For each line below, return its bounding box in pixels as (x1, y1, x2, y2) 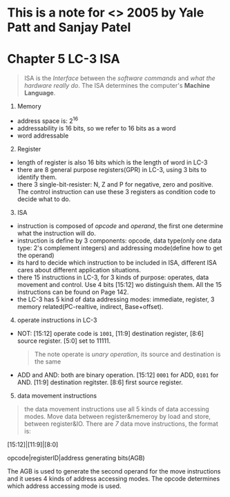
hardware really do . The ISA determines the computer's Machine (23, 82, 211, 90)
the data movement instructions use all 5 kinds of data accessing (23, 404, 209, 413)
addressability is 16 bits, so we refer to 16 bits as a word (17, 124, 176, 132)
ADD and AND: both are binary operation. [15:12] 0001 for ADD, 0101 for (17, 371, 219, 379)
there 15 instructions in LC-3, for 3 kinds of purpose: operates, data (17, 273, 209, 281)
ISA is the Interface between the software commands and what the (23, 74, 215, 82)
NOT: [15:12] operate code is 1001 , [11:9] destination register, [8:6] (17, 329, 204, 337)
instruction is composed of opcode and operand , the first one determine (17, 221, 224, 229)
